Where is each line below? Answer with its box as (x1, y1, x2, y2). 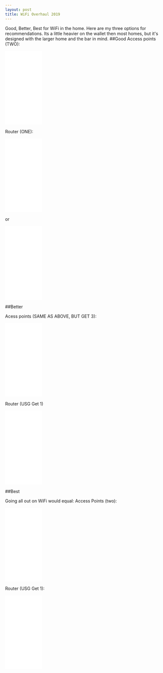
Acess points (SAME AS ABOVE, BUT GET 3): (5, 313, 97, 319)
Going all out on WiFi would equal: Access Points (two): (5, 497, 117, 504)
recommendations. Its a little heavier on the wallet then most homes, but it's (5, 30, 159, 36)
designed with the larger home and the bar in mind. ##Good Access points (5, 35, 156, 42)
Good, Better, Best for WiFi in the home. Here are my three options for (5, 25, 146, 31)
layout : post (5, 7, 32, 12)
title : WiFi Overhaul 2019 (5, 12, 60, 17)
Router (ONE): (5, 128, 33, 134)
